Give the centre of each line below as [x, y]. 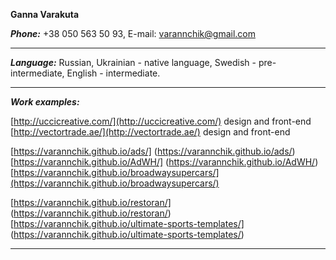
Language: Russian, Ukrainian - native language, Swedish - [133, 62]
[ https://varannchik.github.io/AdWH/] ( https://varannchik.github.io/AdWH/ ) [164, 162]
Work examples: [45, 102]
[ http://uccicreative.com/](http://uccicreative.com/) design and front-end [161, 121]
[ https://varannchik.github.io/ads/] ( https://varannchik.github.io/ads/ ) [153, 151]
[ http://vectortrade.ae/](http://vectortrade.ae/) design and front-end [150, 132]
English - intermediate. [113, 73]
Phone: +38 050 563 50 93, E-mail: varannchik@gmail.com [133, 33]
